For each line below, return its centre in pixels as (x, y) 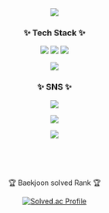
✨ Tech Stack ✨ (54, 33)
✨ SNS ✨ (54, 87)
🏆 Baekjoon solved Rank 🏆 (54, 183)
